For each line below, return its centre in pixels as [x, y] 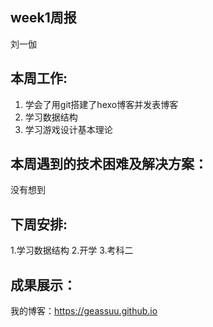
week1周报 [43, 18]
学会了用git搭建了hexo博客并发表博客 [101, 104]
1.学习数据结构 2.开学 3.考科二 [72, 250]
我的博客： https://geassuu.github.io [84, 311]
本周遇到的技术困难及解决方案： [109, 164]
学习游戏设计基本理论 [68, 129]
